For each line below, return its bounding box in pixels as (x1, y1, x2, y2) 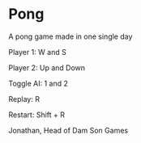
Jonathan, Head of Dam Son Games (8, 125, 128, 135)
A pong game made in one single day (8, 32, 133, 41)
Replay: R (8, 94, 41, 103)
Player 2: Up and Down (8, 62, 86, 73)
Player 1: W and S (8, 47, 66, 57)
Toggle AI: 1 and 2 (8, 78, 69, 88)
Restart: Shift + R (8, 110, 65, 120)
